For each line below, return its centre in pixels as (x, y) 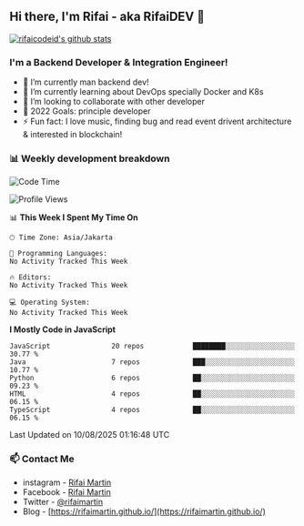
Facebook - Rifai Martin (66, 491)
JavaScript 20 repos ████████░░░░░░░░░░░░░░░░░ (152, 347)
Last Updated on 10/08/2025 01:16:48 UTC (90, 435)
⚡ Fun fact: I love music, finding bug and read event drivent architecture (157, 121)
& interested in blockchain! (72, 135)
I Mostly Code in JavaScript (63, 329)
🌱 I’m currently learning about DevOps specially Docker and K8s (143, 92)
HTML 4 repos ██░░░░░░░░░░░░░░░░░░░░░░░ (152, 394)
